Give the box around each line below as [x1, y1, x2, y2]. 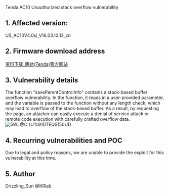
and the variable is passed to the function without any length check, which [5, 100, 161, 106]
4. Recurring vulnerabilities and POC [5, 136, 122, 144]
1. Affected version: [5, 19, 68, 27]
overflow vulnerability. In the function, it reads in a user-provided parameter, [5, 94, 164, 101]
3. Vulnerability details [5, 76, 78, 85]
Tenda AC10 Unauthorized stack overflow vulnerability [5, 5, 119, 10]
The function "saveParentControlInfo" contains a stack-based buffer [5, 89, 148, 95]
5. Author [5, 169, 35, 178]
